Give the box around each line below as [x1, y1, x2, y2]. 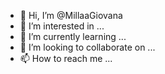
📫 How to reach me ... [19, 53, 113, 64]
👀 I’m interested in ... [19, 20, 105, 32]
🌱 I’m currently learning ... [19, 31, 127, 42]
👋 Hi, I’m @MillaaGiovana [19, 10, 123, 21]
